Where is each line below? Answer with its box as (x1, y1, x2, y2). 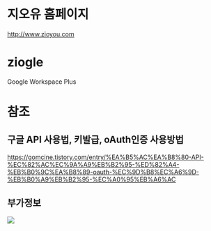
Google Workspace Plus (7, 77, 77, 86)
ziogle (7, 54, 44, 70)
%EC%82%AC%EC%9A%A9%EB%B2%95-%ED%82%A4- (7, 160, 180, 168)
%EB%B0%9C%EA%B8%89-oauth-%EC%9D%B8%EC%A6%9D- (7, 167, 200, 176)
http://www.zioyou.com (7, 29, 75, 38)
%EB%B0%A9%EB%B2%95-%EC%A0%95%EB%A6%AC (7, 175, 176, 184)
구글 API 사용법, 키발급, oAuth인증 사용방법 (7, 134, 184, 146)
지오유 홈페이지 (7, 6, 89, 22)
